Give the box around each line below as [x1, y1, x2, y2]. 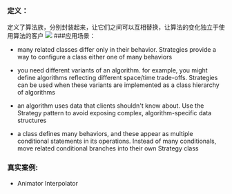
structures [17, 116, 47, 125]
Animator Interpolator [17, 179, 78, 187]
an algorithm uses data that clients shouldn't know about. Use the [17, 101, 204, 110]
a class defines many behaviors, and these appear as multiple [17, 130, 193, 138]
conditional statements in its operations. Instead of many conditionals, [17, 137, 217, 146]
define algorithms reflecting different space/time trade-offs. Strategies [17, 74, 218, 82]
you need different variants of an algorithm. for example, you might [17, 66, 209, 75]
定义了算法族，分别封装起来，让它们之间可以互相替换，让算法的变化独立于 [7, 23, 219, 32]
